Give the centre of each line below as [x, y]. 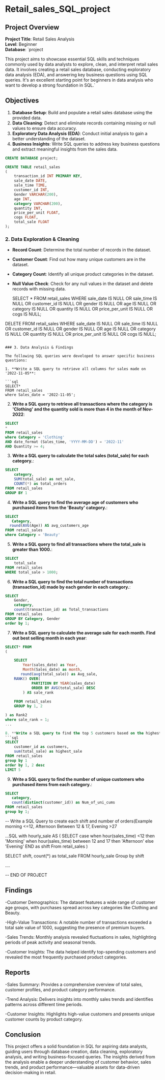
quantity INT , [28, 208]
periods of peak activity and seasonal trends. [51, 942]
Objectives [22, 101]
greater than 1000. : [32, 549]
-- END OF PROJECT [26, 875]
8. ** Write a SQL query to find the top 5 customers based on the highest [83, 733]
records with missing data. [39, 289]
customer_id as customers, [41, 747]
